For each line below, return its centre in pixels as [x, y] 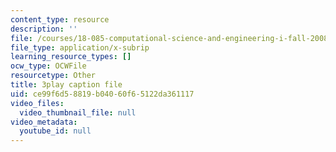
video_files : [37, 103]
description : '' [44, 29]
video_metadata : [44, 122]
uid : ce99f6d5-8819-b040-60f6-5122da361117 [102, 94]
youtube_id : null [55, 131]
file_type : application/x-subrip [80, 47]
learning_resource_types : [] [71, 57]
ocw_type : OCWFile [48, 66]
